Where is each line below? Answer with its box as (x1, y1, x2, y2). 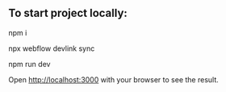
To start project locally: (8, 6, 128, 20)
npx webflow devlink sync (8, 44, 95, 53)
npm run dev (8, 59, 51, 69)
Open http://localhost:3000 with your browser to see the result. (8, 74, 220, 84)
